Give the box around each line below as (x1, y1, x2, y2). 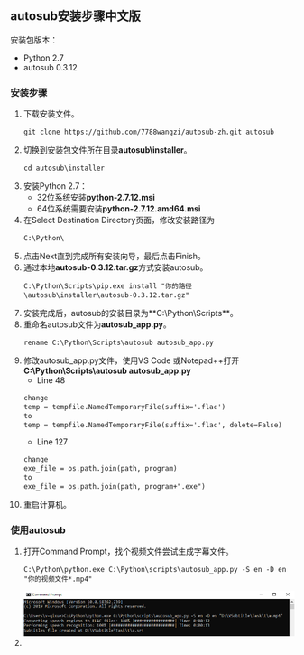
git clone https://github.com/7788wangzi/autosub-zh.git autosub (23, 127, 274, 137)
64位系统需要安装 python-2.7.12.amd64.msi (36, 203, 201, 214)
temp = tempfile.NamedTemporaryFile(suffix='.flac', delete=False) (23, 421, 282, 430)
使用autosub (10, 524, 66, 537)
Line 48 (36, 375, 66, 386)
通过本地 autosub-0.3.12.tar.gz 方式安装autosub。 (23, 262, 208, 273)
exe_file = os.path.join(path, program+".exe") (23, 482, 206, 491)
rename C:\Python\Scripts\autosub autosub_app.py (23, 338, 215, 348)
